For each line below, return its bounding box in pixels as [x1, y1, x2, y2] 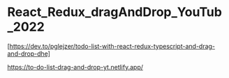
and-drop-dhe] [7, 49, 51, 58]
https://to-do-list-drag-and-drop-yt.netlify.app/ [7, 63, 144, 71]
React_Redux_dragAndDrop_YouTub [7, 4, 222, 20]
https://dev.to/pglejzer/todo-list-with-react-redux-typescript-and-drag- [9, 42, 215, 50]
